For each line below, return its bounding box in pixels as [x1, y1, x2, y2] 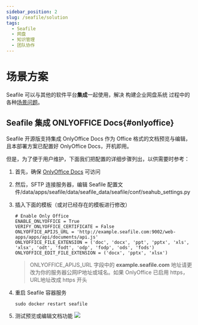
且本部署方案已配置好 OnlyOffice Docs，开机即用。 [6, 142, 133, 150]
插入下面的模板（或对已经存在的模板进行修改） [14, 201, 130, 208]
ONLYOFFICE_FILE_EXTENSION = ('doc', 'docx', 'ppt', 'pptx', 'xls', [14, 239, 190, 245]
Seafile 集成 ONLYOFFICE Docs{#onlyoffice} [6, 118, 175, 128]
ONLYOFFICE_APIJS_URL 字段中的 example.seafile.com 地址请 [29, 261, 187, 268]
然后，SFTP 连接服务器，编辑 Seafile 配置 [14, 181, 118, 188]
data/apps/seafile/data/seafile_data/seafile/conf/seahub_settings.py [22, 188, 190, 195]
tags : [6, 20, 20, 26]
